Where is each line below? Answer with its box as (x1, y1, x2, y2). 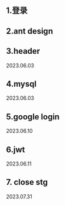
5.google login (6, 112, 60, 122)
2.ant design (6, 26, 53, 36)
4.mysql (6, 79, 37, 89)
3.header (6, 46, 40, 56)
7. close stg (6, 177, 48, 187)
